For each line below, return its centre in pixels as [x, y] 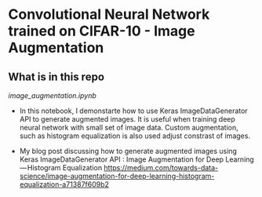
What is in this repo [56, 77]
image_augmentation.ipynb [52, 95]
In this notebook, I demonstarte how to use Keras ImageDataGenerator [134, 111]
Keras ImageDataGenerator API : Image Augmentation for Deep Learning [137, 159]
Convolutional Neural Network [109, 15]
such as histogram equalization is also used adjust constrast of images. [135, 136]
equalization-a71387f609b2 [64, 184]
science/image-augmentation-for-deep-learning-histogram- [117, 176]
